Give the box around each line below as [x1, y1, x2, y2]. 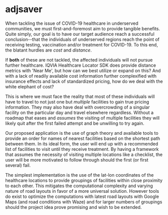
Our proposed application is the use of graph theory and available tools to [5, 130, 159, 136]
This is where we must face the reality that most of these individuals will [5, 93, 155, 99]
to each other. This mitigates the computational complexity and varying [5, 183, 153, 189]
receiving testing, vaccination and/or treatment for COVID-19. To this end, [5, 41, 158, 47]
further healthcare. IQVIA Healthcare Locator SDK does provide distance [5, 62, 156, 68]
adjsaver [5, 4, 43, 15]
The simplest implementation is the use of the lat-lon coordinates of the [5, 172, 154, 178]
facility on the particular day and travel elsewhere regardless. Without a [5, 110, 154, 116]
